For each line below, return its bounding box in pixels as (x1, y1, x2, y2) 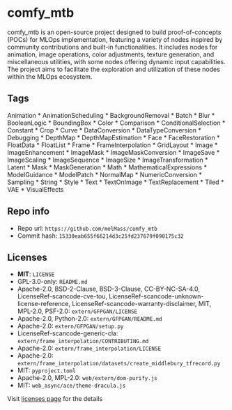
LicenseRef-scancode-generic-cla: (17, 329, 118, 337)
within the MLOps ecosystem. (7, 72, 93, 81)
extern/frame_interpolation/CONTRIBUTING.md (17, 338, 149, 345)
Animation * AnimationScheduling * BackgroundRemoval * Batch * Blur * (7, 111, 215, 119)
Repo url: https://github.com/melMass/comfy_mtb (17, 224, 158, 232)
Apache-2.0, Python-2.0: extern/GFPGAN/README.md (17, 314, 162, 323)
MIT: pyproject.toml (17, 366, 76, 374)
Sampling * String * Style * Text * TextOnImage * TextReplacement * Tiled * (7, 178, 224, 186)
